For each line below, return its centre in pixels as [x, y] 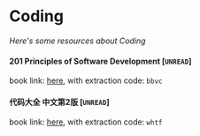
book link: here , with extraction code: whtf [86, 122]
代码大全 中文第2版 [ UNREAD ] [59, 102]
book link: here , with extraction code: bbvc [86, 80]
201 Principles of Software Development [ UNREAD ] [100, 61]
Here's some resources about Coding [77, 41]
